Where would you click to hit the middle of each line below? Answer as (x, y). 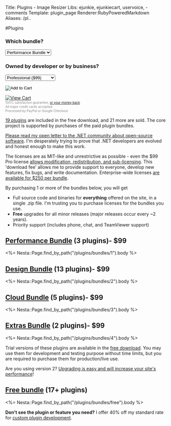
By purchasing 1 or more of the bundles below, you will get (67, 188)
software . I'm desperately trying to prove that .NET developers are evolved (83, 141)
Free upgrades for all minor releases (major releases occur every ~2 (84, 214)
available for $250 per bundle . (37, 178)
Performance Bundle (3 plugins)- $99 (66, 241)
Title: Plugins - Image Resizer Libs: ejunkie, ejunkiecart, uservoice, (75, 7)
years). (20, 219)
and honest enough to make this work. (46, 146)
